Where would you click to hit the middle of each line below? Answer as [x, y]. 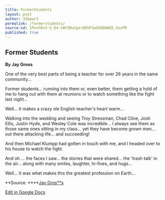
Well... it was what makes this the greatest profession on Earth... [70, 173]
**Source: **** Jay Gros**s [35, 182]
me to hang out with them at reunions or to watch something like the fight [80, 94]
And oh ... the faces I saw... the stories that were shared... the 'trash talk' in [81, 158]
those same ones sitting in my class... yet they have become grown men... [80, 129]
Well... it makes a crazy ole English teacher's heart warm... [65, 108]
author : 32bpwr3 [22, 19]
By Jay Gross [19, 64]
